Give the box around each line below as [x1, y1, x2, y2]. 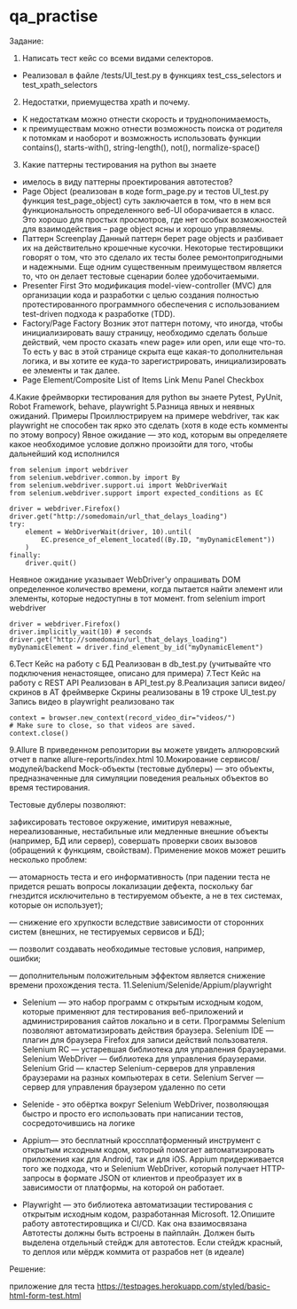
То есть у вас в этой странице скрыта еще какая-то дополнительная [21, 346, 284, 357]
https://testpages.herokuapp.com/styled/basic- [97, 1281, 270, 1291]
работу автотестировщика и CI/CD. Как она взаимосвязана [21, 1218, 247, 1228]
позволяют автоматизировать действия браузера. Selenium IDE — [21, 1025, 274, 1036]
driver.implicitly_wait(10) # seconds [9, 627, 152, 636]
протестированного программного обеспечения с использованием [21, 299, 280, 310]
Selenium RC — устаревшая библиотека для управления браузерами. [21, 1044, 286, 1054]
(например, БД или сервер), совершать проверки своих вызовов [9, 835, 258, 846]
